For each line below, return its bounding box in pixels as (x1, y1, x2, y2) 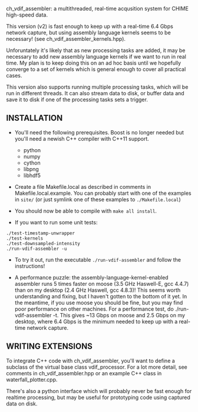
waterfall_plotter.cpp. (6, 376, 58, 383)
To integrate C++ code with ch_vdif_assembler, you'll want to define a (6, 357, 175, 364)
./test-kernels (6, 235, 44, 242)
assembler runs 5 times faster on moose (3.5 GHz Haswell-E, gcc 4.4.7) (14, 280, 189, 287)
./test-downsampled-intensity (6, 240, 81, 246)
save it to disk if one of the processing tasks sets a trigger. (6, 96, 148, 103)
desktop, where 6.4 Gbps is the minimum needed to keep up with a (14, 318, 178, 325)
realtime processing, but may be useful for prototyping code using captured (6, 394, 190, 401)
